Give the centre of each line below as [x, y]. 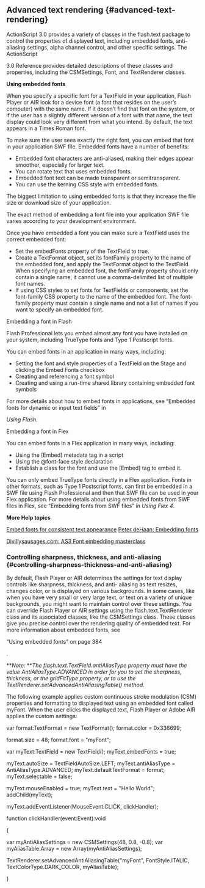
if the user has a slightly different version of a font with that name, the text [99, 115]
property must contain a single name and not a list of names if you [115, 303]
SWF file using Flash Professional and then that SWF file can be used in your [103, 493]
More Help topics [28, 517]
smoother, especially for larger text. [60, 165]
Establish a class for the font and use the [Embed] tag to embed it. [98, 468]
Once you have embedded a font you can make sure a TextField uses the [98, 233]
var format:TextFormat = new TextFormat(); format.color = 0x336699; [94, 728]
